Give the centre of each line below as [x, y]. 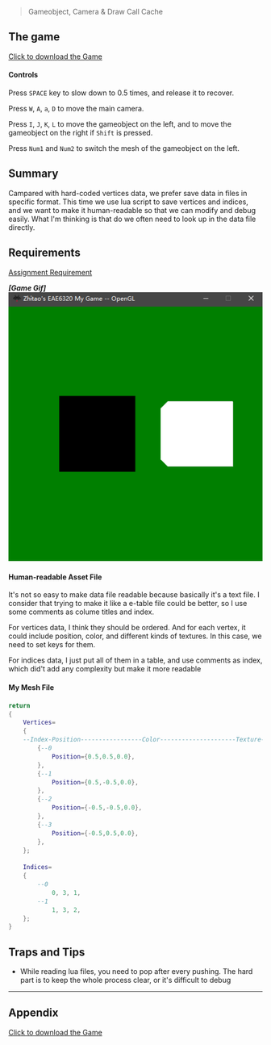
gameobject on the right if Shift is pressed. [81, 133]
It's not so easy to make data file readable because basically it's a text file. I [134, 595]
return [19, 705]
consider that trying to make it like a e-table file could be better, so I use [128, 604]
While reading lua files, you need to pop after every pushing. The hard [136, 972]
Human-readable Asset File [55, 577]
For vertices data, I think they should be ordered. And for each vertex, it [127, 628]
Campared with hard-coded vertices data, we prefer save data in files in [128, 193]
